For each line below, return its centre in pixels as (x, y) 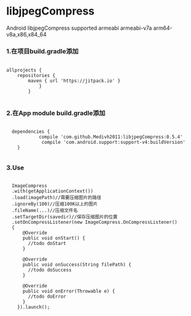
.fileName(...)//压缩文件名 (45, 210)
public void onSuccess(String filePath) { (77, 264)
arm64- (163, 28)
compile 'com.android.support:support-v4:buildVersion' (114, 142)
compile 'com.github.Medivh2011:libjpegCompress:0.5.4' (111, 137)
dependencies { (31, 132)
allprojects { (24, 70)
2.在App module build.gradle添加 (56, 113)
